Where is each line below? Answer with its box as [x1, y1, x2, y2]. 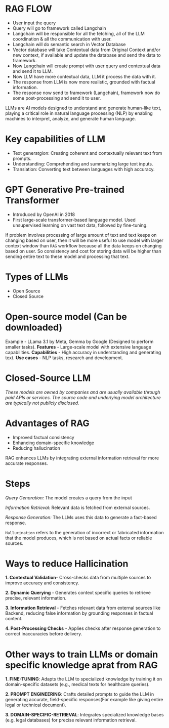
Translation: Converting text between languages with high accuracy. [12, 166, 155, 172]
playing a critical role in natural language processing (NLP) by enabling [5, 110, 153, 116]
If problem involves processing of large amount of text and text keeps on [5, 232, 157, 238]
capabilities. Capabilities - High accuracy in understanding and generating [5, 349, 161, 355]
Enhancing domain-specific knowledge [12, 440, 95, 446]
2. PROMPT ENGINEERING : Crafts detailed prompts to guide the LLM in [5, 691, 154, 697]
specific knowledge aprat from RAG [5, 659, 158, 671]
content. [5, 616, 23, 622]
